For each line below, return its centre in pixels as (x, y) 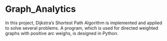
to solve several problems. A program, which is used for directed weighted (82, 28)
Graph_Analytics (41, 9)
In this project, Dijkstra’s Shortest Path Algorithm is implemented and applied (84, 23)
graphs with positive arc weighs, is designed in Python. (62, 33)
